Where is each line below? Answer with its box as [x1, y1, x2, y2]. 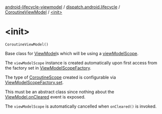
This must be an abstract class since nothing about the [5, 89, 115, 95]
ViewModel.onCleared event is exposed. [5, 94, 86, 100]
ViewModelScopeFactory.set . [5, 79, 64, 85]
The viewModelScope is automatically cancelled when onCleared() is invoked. [5, 103, 157, 109]
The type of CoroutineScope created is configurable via [5, 74, 116, 80]
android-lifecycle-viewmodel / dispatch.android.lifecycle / [5, 4, 120, 10]
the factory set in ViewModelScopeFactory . [5, 65, 91, 71]
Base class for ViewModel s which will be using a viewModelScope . [5, 50, 139, 56]
